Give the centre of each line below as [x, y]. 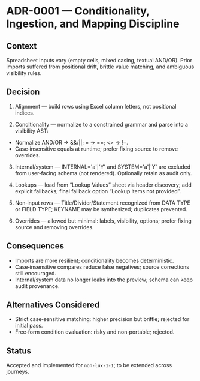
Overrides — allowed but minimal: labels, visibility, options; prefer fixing [103, 221]
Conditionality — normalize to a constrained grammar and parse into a [101, 124]
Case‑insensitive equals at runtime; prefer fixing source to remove [96, 149]
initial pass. [29, 326]
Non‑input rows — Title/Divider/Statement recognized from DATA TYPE [102, 203]
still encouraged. [36, 273]
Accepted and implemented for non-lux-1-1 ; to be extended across [89, 365]
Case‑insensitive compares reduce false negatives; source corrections [102, 267]
